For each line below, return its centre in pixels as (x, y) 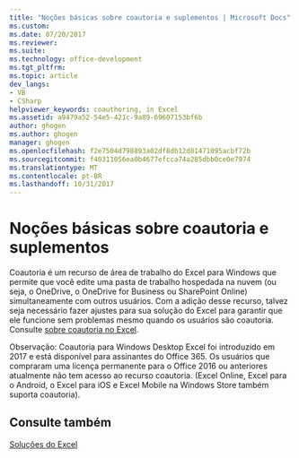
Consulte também (61, 423)
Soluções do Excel (44, 444)
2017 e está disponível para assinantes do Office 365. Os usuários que (140, 357)
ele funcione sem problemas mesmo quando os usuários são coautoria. (142, 320)
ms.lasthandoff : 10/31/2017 (62, 185)
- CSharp (26, 101)
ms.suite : (28, 51)
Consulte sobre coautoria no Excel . (74, 330)
